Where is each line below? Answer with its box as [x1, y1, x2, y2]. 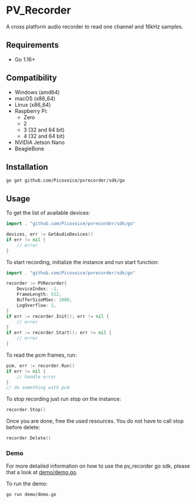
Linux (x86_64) [14, 101, 51, 108]
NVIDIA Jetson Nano [14, 139, 65, 146]
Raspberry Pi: [14, 107, 48, 114]
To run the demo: [6, 480, 48, 487]
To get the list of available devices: [6, 209, 91, 216]
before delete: [6, 424, 40, 431]
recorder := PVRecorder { [6, 281, 67, 287]
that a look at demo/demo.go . [6, 469, 78, 476]
